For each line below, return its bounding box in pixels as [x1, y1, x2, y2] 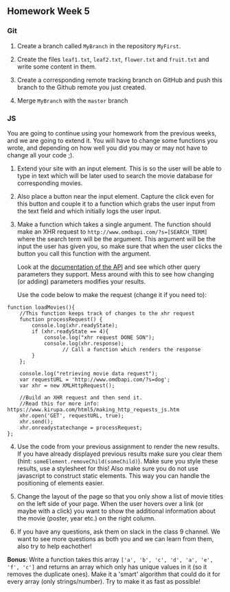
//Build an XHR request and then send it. [19, 394, 143, 401]
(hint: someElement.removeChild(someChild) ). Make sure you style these [16, 457, 218, 465]
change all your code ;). [7, 151, 74, 159]
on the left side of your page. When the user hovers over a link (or [16, 499, 204, 507]
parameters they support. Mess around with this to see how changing [16, 270, 214, 278]
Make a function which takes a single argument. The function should [16, 220, 211, 228]
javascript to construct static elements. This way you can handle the [16, 471, 211, 480]
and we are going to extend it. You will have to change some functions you [7, 136, 218, 144]
